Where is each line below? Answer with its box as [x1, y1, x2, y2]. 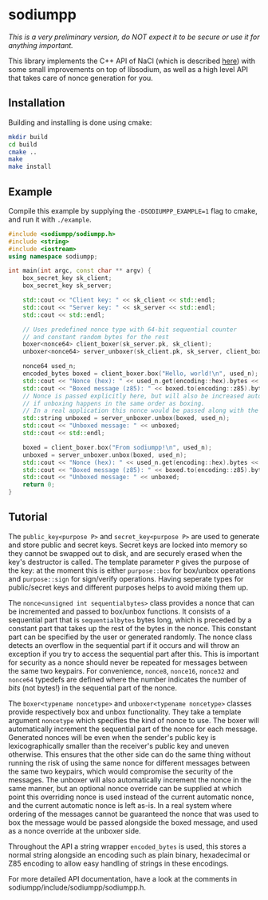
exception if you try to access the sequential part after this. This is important [8, 649, 259, 658]
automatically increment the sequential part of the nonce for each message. [8, 724, 258, 734]
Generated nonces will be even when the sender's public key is [8, 732, 217, 742]
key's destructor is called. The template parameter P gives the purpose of [8, 557, 250, 566]
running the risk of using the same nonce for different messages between [8, 758, 250, 767]
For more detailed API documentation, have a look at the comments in [8, 874, 238, 883]
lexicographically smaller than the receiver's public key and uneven [8, 741, 230, 750]
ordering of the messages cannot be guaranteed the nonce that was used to [8, 809, 259, 818]
